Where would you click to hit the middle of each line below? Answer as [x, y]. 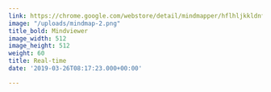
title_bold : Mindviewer [48, 31]
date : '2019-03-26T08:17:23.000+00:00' [75, 69]
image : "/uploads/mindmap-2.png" [65, 23]
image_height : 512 [39, 46]
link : [17, 16]
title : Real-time [38, 61]
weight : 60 [27, 53]
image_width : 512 [38, 38]
